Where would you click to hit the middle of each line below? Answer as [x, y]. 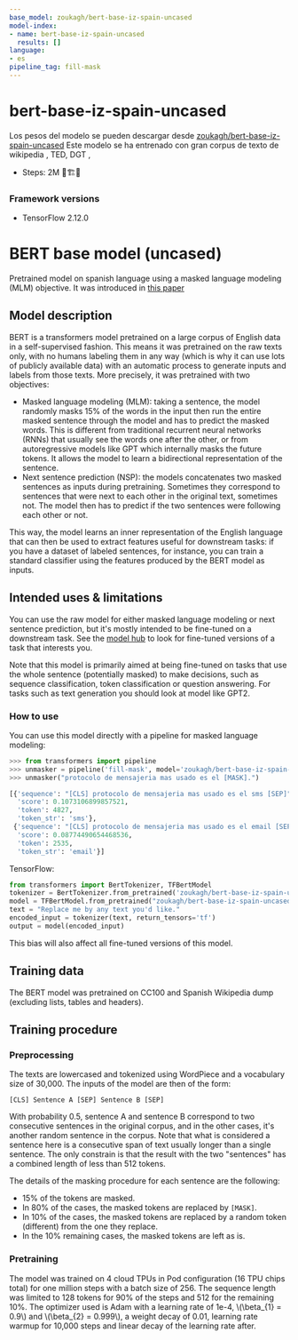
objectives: [29, 384]
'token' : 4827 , [45, 810]
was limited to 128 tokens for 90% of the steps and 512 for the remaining [142, 1297]
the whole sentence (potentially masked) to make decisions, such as [134, 674]
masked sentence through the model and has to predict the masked [145, 420]
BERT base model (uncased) [116, 254]
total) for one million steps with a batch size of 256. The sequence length [143, 1288]
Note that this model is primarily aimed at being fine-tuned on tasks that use [148, 665]
